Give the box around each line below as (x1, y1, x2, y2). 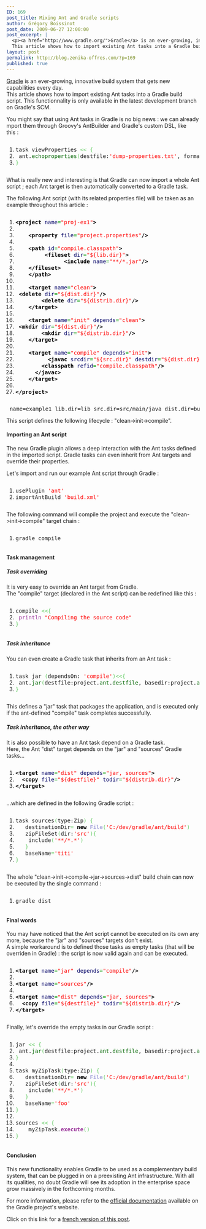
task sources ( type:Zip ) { (15, 817, 94, 824)
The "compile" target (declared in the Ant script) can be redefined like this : (6, 590, 197, 597)
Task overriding (6, 568, 48, 575)
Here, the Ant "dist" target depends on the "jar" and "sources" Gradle (6, 745, 182, 753)
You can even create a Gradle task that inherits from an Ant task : (6, 655, 171, 662)
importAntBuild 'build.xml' (15, 493, 100, 501)
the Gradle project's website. (6, 1203, 80, 1211)
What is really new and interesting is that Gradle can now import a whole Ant (6, 176, 200, 183)
